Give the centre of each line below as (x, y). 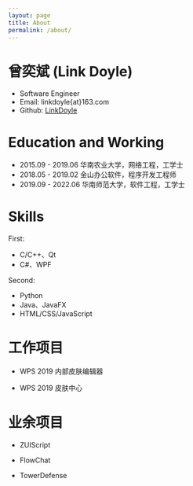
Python (31, 296)
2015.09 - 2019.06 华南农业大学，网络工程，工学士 (101, 165)
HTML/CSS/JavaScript (56, 314)
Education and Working (86, 142)
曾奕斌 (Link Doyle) (71, 71)
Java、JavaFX (43, 305)
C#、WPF (35, 265)
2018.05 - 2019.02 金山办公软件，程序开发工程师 (98, 175)
